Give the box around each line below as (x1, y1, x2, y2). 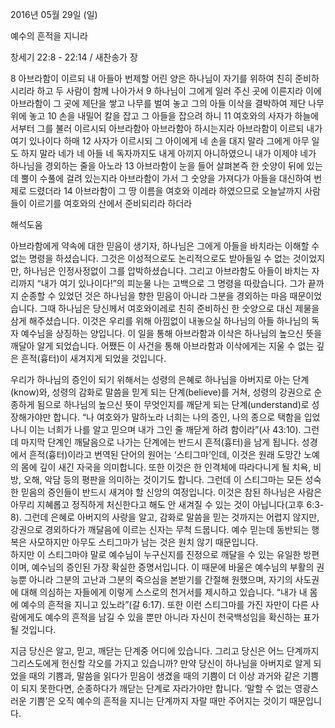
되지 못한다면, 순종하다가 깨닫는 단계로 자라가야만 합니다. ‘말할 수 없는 (20, 683, 293, 694)
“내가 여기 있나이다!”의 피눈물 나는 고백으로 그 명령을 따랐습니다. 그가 (36, 278, 306, 289)
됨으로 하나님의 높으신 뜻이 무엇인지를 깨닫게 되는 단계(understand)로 (36, 399, 310, 410)
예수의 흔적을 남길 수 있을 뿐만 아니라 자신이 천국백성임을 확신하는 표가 (44, 611, 320, 623)
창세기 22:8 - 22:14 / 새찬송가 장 (10, 51, 138, 63)
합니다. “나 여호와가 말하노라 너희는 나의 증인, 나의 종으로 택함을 (53, 411, 302, 423)
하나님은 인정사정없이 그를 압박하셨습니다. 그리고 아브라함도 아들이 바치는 (23, 265, 310, 277)
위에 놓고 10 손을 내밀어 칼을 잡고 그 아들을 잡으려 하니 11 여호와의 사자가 (10, 110, 293, 122)
